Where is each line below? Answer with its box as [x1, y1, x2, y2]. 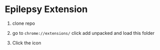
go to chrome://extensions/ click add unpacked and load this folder [12, 30, 155, 36]
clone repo [12, 20, 35, 26]
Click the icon [12, 39, 41, 46]
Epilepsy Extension [5, 4, 88, 15]
